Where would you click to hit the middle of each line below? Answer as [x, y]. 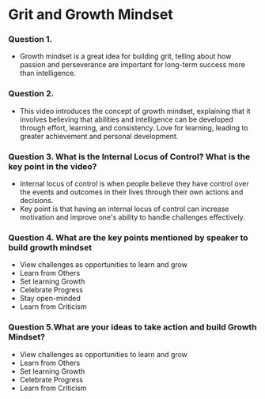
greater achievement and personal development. [99, 136]
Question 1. [30, 40]
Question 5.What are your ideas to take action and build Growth [132, 327]
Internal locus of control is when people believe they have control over [134, 184]
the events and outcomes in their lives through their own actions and [131, 192]
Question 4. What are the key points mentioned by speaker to [128, 237]
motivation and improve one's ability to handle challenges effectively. [132, 217]
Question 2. [31, 94]
